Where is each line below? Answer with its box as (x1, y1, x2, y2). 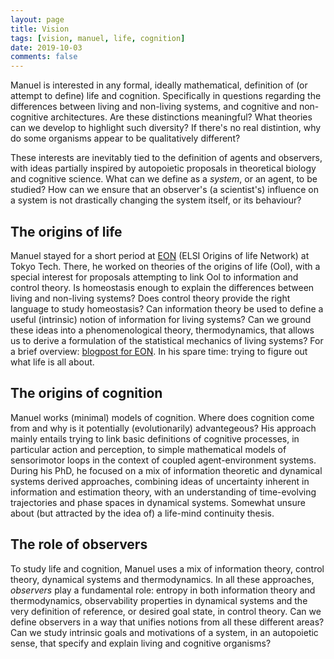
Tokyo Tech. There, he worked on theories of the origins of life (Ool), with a (10, 260, 321, 272)
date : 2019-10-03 (10, 42, 83, 53)
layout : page (10, 14, 65, 25)
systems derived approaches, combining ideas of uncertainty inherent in (10, 475, 310, 487)
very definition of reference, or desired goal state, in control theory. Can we (10, 605, 322, 617)
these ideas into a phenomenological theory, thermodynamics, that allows (10, 324, 315, 336)
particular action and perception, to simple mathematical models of (10, 443, 287, 455)
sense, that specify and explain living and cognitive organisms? (10, 637, 272, 649)
